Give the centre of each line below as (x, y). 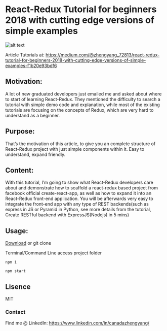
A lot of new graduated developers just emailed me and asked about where (83, 94)
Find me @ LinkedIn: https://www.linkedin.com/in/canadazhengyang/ (77, 323)
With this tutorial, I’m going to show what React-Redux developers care (79, 183)
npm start (16, 271)
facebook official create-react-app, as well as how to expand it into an (78, 193)
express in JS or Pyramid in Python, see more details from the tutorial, (78, 210)
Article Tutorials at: (25, 55)
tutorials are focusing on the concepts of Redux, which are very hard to (79, 110)
